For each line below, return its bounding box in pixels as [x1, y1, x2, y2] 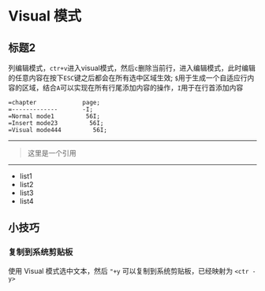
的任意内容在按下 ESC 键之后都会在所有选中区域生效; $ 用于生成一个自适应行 [8, 73, 248, 83]
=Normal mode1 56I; [8, 112, 101, 120]
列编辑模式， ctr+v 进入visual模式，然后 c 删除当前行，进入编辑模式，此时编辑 [8, 64, 256, 72]
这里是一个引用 [27, 149, 77, 157]
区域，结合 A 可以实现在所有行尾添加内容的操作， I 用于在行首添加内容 [21, 83, 244, 92]
